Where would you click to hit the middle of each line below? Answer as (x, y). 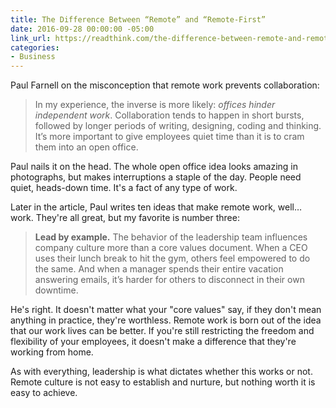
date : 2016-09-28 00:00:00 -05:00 (82, 29)
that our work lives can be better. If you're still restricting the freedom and (162, 331)
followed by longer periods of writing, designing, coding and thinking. (178, 126)
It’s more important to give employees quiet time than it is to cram (169, 137)
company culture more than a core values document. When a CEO (171, 248)
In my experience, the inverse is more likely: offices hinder (155, 105)
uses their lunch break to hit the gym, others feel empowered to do (172, 258)
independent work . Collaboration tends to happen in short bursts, (169, 115)
